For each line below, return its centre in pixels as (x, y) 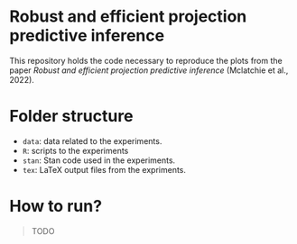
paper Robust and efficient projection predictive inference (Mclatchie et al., (149, 70)
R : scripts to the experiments (75, 150)
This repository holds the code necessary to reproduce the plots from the (146, 60)
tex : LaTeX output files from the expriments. (104, 169)
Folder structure (71, 117)
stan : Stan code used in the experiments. (99, 160)
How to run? (56, 207)
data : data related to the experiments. (92, 140)
